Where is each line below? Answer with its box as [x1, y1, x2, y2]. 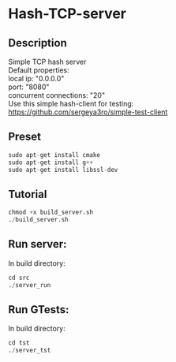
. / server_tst [8, 346, 51, 355]
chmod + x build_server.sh [8, 208, 93, 217]
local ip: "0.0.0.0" [8, 74, 65, 83]
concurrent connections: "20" [8, 91, 105, 99]
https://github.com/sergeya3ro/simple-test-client [8, 107, 168, 117]
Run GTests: [8, 303, 69, 316]
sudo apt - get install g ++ [8, 159, 93, 166]
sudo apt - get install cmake [8, 151, 101, 159]
